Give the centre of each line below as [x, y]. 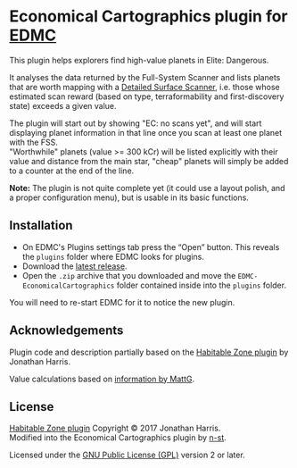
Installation [41, 226]
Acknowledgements [66, 331]
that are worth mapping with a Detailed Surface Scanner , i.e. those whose [144, 87]
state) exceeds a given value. [63, 105]
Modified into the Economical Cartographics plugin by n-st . [118, 438]
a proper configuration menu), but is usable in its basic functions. [129, 197]
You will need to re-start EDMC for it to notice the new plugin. [122, 302]
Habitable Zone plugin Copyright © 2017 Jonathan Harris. [115, 428]
